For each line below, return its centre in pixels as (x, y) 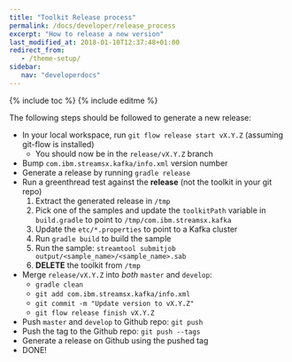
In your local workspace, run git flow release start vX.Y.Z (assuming (153, 135)
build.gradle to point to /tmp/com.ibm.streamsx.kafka (133, 219)
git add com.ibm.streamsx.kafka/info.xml (112, 294)
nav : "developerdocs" (61, 75)
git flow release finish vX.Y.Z (95, 313)
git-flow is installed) (58, 144)
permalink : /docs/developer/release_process (92, 26)
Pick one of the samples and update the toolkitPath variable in (150, 210)
